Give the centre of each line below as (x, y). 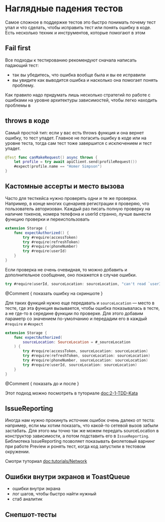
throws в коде (27, 121)
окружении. (18, 452)
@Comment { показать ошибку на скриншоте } (54, 293)
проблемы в (18, 105)
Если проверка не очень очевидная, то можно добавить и (66, 269)
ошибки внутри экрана (36, 489)
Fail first (18, 48)
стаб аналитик (27, 499)
